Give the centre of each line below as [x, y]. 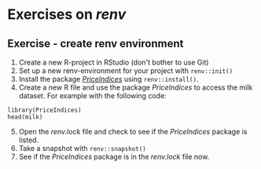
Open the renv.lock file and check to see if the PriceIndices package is [133, 132]
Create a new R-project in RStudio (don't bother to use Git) [114, 62]
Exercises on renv [67, 15]
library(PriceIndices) [44, 110]
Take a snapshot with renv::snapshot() [82, 148]
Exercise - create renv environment [96, 44]
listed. [29, 140]
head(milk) [25, 117]
